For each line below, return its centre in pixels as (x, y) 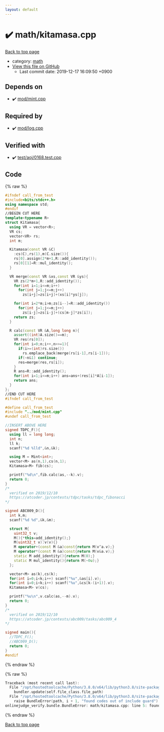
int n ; (16, 439)
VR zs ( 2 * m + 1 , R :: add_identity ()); (48, 281)
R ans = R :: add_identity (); (40, 371)
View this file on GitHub (36, 66)
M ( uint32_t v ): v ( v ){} (36, 542)
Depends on (24, 87)
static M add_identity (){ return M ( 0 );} (54, 556)
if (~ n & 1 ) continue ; (38, 358)
